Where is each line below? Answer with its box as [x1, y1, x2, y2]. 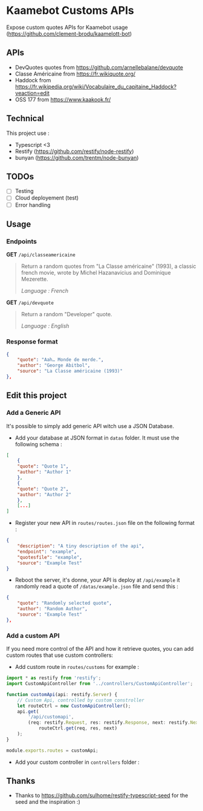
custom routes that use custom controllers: [6, 651, 114, 659]
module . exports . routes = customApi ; [6, 747, 98, 754]
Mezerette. [21, 276, 48, 283]
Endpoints [6, 237, 37, 246]
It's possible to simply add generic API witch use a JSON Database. [6, 422, 174, 429]
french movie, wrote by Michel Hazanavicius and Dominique [21, 269, 171, 276]
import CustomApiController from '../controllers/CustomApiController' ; [6, 681, 193, 687]
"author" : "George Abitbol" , [17, 362, 91, 369]
